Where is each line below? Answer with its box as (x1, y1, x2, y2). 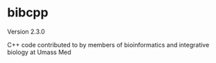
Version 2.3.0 (7, 27, 45, 36)
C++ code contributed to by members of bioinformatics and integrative (7, 40, 210, 49)
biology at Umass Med (7, 48, 71, 56)
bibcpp (7, 5, 48, 21)
